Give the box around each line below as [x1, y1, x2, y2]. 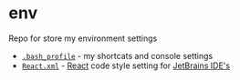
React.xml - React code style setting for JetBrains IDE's [21, 60, 230, 71]
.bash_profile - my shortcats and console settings [21, 50, 214, 61]
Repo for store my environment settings [8, 33, 158, 44]
